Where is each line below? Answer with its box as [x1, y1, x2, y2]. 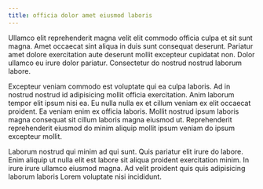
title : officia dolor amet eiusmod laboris [8, 11, 153, 20]
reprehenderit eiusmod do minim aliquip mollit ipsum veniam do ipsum [8, 123, 236, 133]
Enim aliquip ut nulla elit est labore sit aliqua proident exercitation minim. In [8, 154, 250, 165]
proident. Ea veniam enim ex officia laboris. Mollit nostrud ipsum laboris [8, 107, 239, 116]
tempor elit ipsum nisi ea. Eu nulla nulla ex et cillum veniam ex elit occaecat [8, 98, 251, 107]
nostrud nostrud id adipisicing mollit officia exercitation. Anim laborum [8, 89, 235, 99]
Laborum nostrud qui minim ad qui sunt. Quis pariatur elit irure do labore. [8, 147, 243, 156]
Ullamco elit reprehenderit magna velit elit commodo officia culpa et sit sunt [8, 33, 253, 42]
